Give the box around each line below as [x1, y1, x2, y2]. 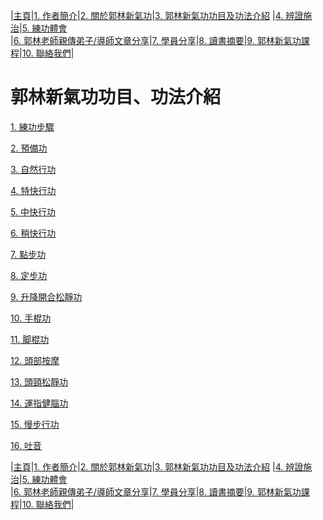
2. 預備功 [10, 142, 48, 154]
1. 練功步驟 [10, 120, 55, 133]
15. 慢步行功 [10, 418, 60, 430]
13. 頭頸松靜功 [10, 375, 68, 388]
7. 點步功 [10, 248, 47, 260]
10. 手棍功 [10, 312, 52, 324]
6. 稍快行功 [10, 227, 57, 239]
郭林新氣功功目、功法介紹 [10, 86, 222, 109]
